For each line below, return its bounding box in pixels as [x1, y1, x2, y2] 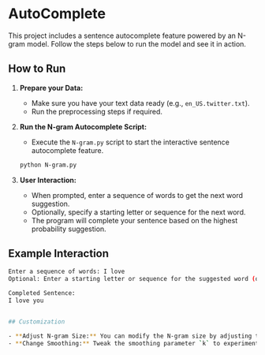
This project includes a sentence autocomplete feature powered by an [8, 31, 237, 40]
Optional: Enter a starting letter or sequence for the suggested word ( [8, 275, 256, 283]
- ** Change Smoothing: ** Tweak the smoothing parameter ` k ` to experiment [8, 339, 259, 347]
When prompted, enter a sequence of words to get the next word [31, 190, 243, 200]
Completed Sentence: [8, 290, 77, 297]
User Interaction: [19, 175, 77, 185]
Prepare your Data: [19, 83, 84, 92]
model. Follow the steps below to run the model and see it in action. [26, 39, 247, 48]
